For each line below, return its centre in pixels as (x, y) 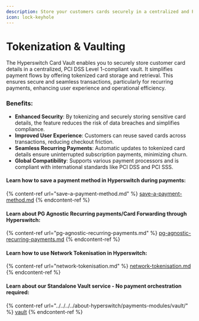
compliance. (30, 129)
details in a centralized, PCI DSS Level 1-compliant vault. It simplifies (89, 69)
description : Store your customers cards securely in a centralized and (98, 12)
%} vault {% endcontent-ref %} (44, 312)
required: (18, 292)
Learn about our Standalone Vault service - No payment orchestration (94, 286)
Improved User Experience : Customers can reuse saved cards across (100, 135)
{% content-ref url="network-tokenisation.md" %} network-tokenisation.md (99, 266)
